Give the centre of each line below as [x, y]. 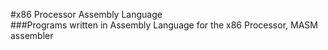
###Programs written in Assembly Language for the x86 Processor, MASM [164, 25]
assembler [32, 35]
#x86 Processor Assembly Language [86, 14]
